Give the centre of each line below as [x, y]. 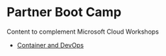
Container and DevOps [50, 45]
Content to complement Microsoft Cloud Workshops [83, 31]
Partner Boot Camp [64, 12]
